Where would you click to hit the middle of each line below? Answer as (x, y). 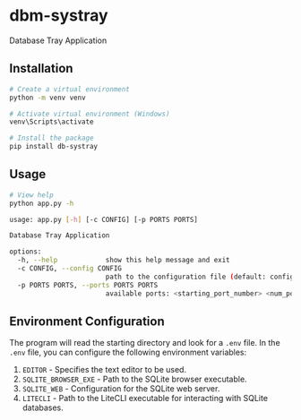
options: (26, 252)
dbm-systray (59, 16)
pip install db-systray (54, 147)
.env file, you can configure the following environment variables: (128, 352)
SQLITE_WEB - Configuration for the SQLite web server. (121, 389)
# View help (31, 195)
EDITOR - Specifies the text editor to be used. (104, 370)
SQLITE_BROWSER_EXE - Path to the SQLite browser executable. (135, 379)
